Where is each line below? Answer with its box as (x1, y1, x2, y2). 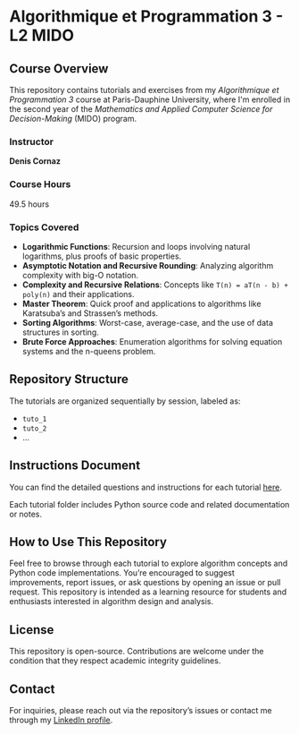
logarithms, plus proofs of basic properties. (21, 251, 182, 261)
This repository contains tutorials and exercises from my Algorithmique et (9, 85, 279, 95)
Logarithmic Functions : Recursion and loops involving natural (21, 241, 251, 252)
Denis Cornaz (9, 156, 61, 166)
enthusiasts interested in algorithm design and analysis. (9, 596, 214, 607)
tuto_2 (21, 423, 47, 433)
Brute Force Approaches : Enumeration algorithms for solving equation (21, 336, 283, 346)
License (9, 622, 54, 637)
